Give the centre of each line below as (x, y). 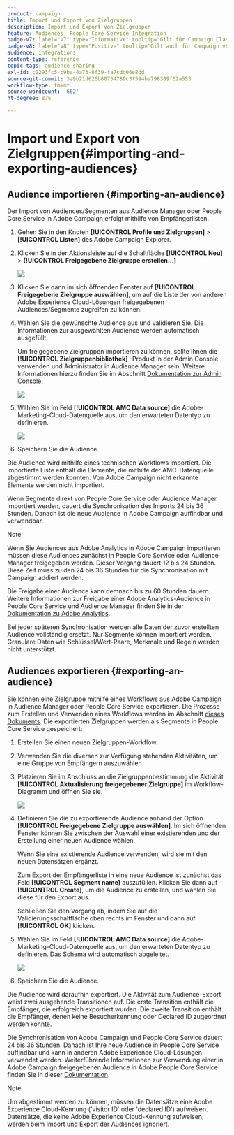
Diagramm (32, 791)
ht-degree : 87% (29, 99)
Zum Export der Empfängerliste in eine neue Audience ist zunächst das (119, 875)
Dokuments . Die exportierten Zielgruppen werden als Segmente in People (113, 721)
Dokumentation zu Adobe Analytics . (59, 613)
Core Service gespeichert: (45, 728)
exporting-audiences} (73, 169)
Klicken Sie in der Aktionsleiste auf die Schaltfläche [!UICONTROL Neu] (120, 253)
